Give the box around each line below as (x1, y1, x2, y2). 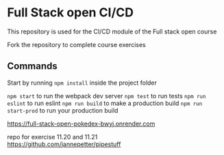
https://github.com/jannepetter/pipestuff (7, 140, 121, 148)
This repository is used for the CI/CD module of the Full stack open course (7, 27, 217, 36)
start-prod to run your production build (7, 106, 119, 114)
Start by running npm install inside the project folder (7, 79, 158, 87)
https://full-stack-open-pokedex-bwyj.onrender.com (7, 119, 155, 128)
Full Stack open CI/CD (7, 5, 134, 20)
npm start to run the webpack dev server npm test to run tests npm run (7, 91, 206, 100)
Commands (7, 60, 58, 72)
